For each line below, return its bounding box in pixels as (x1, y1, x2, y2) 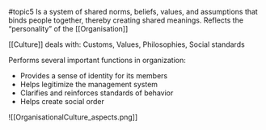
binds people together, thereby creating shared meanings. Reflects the (8, 15, 244, 25)
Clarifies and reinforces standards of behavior (19, 88, 174, 98)
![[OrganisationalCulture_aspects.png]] (8, 112, 138, 122)
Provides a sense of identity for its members (19, 71, 168, 80)
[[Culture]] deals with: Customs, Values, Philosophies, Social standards (8, 40, 245, 49)
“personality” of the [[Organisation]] (8, 24, 129, 33)
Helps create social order (19, 97, 105, 106)
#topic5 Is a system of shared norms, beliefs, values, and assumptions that (8, 7, 259, 16)
